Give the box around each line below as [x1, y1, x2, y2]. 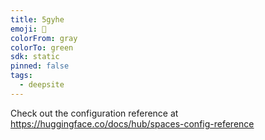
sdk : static [10, 52, 60, 62]
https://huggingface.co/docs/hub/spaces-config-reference [10, 117, 255, 130]
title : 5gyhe [10, 14, 65, 25]
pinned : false [10, 61, 70, 71]
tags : [10, 71, 33, 81]
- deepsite [19, 80, 65, 90]
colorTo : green [10, 42, 74, 53]
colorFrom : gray [10, 33, 78, 43]
